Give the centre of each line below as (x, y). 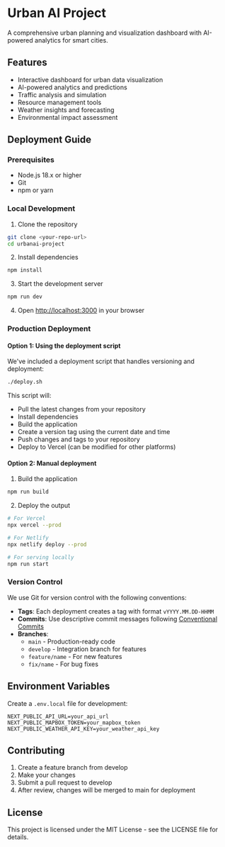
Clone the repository (47, 224)
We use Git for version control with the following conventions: (97, 597)
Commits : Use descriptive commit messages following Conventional (117, 619)
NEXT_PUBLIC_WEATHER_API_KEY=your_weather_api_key (83, 729)
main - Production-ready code (71, 641)
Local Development (41, 209)
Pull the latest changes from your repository (82, 409)
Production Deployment (49, 329)
